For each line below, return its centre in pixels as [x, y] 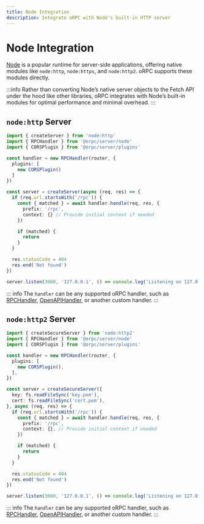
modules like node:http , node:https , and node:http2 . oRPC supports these [99, 71]
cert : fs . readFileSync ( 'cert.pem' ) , [58, 401]
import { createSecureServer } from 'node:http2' [71, 333]
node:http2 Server [41, 319]
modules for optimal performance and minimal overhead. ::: [81, 103]
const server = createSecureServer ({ [54, 389]
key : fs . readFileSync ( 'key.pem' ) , [56, 395]
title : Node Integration [38, 12]
